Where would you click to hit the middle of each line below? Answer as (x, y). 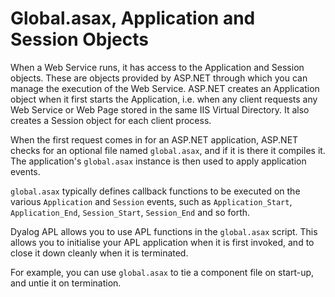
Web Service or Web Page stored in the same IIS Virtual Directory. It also (160, 109)
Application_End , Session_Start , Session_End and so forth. (130, 212)
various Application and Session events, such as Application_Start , (151, 201)
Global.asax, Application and (133, 18)
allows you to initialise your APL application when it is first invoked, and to (162, 242)
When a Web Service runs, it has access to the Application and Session (157, 67)
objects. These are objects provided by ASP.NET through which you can (159, 78)
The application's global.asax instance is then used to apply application (158, 161)
